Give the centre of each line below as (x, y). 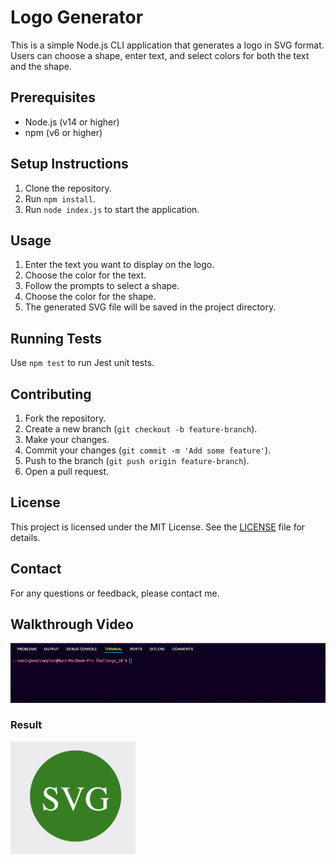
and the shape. (41, 66)
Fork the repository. (65, 418)
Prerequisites (53, 97)
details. (25, 537)
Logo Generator (77, 17)
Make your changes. (67, 439)
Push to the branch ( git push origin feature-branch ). (137, 460)
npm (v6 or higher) (63, 132)
